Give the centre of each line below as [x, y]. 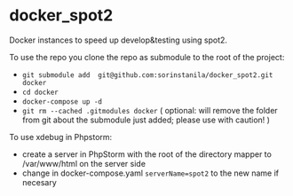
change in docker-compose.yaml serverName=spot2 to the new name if [150, 173]
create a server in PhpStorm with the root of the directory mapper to [147, 154]
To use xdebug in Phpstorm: [61, 137]
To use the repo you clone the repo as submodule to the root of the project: [147, 57]
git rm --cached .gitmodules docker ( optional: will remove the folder [150, 110]
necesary [39, 182]
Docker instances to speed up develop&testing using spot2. [119, 40]
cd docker [40, 92]
